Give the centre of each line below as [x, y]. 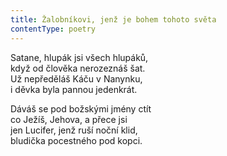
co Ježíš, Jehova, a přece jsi [69, 119]
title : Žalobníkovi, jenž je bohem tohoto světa [113, 19]
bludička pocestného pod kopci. [76, 140]
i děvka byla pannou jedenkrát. [74, 89]
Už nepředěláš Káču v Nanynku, [76, 78]
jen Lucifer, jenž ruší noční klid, [74, 130]
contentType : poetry [53, 29]
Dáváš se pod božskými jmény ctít [81, 108]
